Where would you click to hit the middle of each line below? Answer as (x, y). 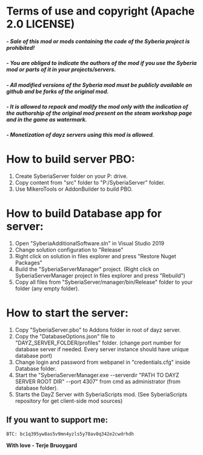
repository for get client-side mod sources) (69, 401)
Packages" (28, 263)
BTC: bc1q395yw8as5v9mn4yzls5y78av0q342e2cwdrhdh (70, 434)
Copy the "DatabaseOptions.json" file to (65, 337)
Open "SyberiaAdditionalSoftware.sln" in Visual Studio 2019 (90, 244)
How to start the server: (68, 313)
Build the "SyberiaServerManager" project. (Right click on (87, 269)
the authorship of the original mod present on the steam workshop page (99, 113)
